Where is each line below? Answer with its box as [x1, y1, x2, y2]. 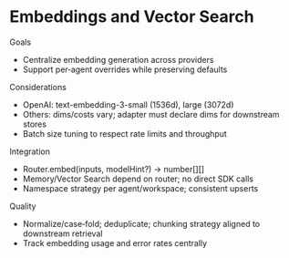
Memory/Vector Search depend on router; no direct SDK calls [22, 173, 253, 184]
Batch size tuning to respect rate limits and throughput [22, 128, 228, 139]
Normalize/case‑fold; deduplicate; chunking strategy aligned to [22, 218, 261, 229]
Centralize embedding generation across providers [22, 54, 214, 65]
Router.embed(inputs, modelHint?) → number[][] [22, 163, 205, 174]
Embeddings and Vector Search [9, 6, 254, 27]
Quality [9, 201, 36, 212]
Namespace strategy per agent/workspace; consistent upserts [22, 182, 259, 193]
